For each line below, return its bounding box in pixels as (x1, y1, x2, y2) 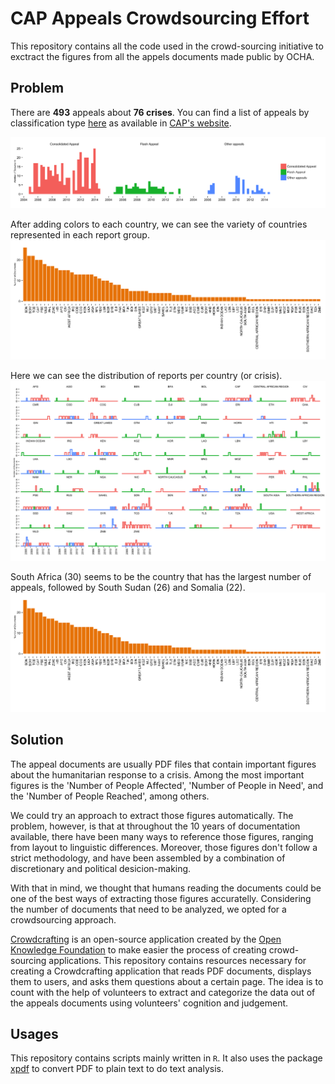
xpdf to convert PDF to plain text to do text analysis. (10, 1063, 225, 1075)
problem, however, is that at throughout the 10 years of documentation (10, 820, 301, 832)
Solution (10, 732, 64, 749)
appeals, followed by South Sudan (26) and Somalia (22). (10, 582, 246, 594)
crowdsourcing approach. (10, 913, 117, 926)
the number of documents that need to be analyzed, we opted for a (10, 903, 287, 915)
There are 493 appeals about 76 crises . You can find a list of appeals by (10, 106, 310, 118)
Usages (10, 1025, 59, 1042)
